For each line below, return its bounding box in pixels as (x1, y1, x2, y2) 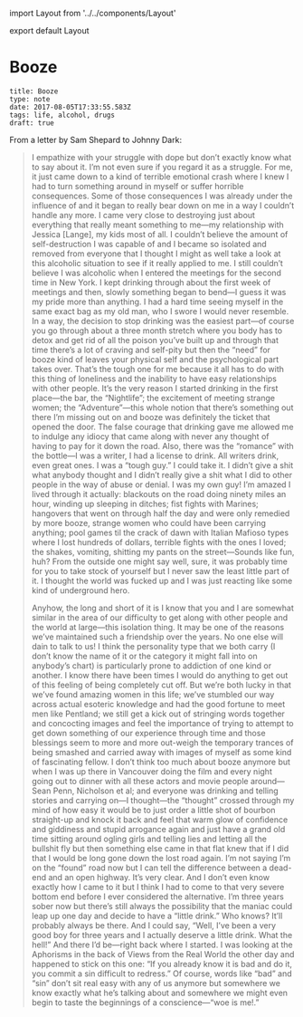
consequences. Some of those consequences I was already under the (31, 190, 293, 201)
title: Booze (9, 86, 59, 96)
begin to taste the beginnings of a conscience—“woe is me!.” (31, 996, 260, 1008)
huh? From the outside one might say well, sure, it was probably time (31, 556, 288, 567)
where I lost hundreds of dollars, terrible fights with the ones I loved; (31, 536, 287, 547)
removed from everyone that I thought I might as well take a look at (31, 248, 281, 259)
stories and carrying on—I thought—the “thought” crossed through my (31, 794, 295, 805)
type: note (9, 94, 51, 103)
